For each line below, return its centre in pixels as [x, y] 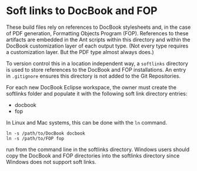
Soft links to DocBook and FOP [82, 11]
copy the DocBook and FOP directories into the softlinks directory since [93, 155]
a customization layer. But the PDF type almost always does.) [80, 52]
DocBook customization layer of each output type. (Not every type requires [97, 46]
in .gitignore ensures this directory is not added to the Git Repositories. [94, 76]
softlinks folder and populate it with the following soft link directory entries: [97, 93]
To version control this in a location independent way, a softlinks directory [97, 63]
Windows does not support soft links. [51, 162]
